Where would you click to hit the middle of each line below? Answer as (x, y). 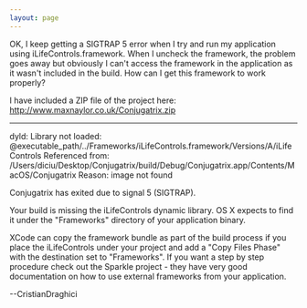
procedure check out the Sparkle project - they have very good (129, 266)
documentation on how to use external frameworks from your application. (148, 276)
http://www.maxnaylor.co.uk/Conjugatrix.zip (93, 109)
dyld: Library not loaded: (56, 136)
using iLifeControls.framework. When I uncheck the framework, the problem (153, 53)
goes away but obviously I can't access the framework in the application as (151, 63)
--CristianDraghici (43, 293)
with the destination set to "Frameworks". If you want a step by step (137, 257)
